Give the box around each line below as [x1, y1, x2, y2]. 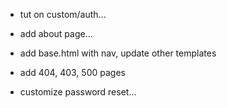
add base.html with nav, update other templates [19, 47, 217, 59]
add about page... [19, 28, 93, 39]
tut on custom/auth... [19, 9, 107, 20]
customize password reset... [19, 86, 137, 98]
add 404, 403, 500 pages [19, 67, 126, 78]
